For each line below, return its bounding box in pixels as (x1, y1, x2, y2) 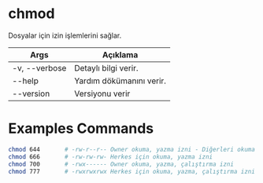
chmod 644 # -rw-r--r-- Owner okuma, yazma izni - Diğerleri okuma (8, 145, 256, 153)
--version (12, 88, 50, 99)
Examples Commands (8, 119, 154, 137)
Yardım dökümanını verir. (74, 75, 167, 86)
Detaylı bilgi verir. (74, 62, 139, 73)
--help (12, 75, 39, 86)
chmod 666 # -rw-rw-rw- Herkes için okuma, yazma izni (8, 152, 213, 161)
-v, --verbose (12, 62, 67, 73)
